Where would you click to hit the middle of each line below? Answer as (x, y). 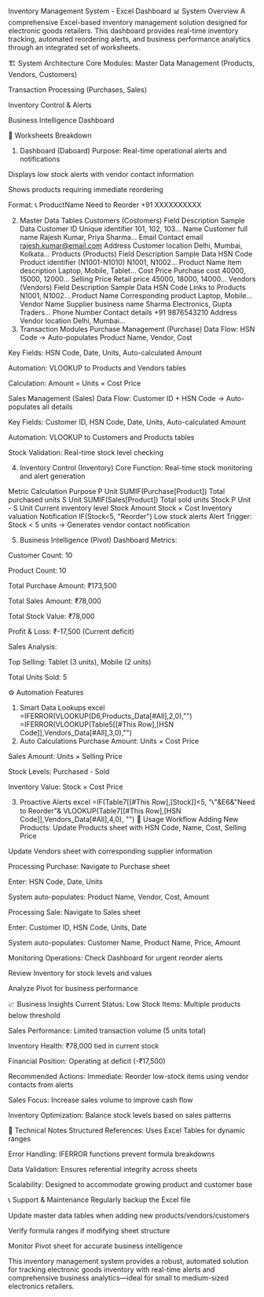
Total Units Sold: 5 (38, 677)
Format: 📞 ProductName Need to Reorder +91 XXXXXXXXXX (105, 204)
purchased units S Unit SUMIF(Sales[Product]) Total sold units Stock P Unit (130, 499)
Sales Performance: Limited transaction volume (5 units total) (107, 1030)
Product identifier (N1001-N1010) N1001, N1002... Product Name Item (130, 262)
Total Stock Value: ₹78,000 (52, 616)
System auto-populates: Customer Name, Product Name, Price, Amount (125, 943)
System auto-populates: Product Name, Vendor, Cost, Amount (109, 897)
